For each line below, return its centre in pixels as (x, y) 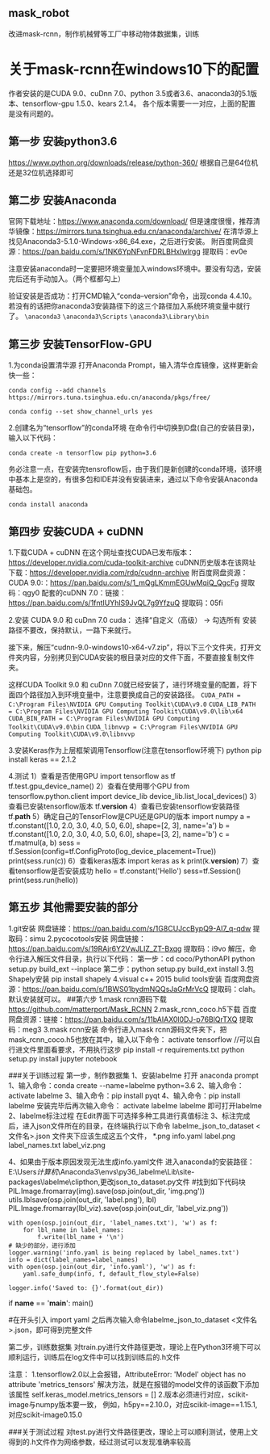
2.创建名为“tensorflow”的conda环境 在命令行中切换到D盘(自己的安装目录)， (134, 428)
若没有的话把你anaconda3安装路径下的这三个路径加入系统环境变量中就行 (129, 306)
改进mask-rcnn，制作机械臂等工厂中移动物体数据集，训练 (104, 34)
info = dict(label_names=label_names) (73, 1259)
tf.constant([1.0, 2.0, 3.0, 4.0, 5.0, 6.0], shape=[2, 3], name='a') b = (119, 826)
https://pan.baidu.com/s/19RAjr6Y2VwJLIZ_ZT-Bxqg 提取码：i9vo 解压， (129, 948)
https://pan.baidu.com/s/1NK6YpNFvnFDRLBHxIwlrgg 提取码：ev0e (135, 252)
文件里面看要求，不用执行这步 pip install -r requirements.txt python (133, 1049)
